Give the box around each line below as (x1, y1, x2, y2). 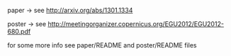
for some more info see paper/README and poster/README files (7, 41, 197, 49)
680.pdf (7, 28, 31, 35)
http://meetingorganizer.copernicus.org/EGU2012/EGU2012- (47, 20, 225, 28)
